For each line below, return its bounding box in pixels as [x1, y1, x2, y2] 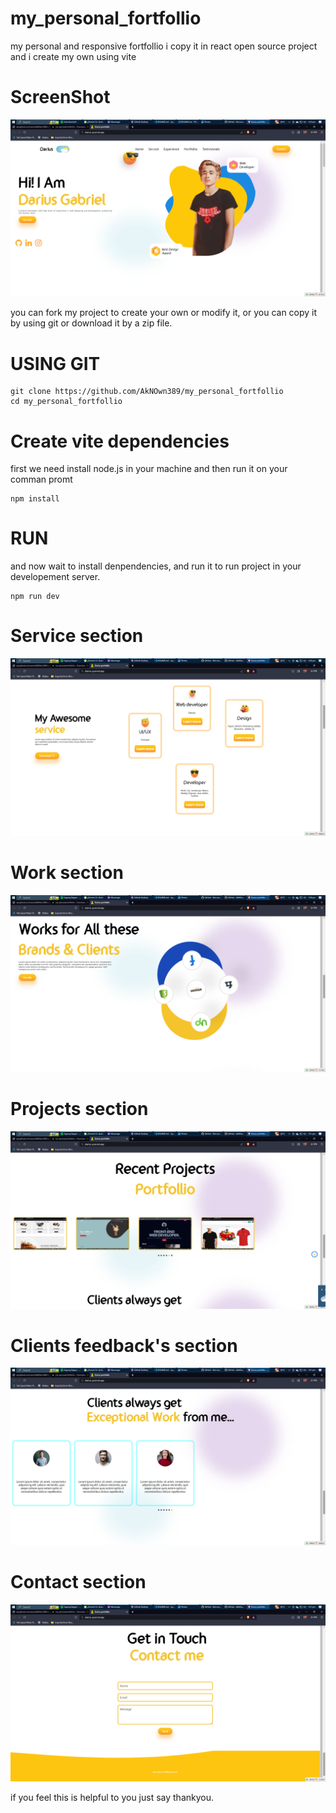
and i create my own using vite [10, 50, 137, 62]
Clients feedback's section [10, 1334, 238, 1357]
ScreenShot [10, 86, 111, 109]
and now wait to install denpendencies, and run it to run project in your [10, 560, 302, 572]
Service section [10, 625, 144, 647]
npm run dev [10, 592, 60, 602]
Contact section [10, 1571, 147, 1594]
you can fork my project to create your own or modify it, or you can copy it [10, 307, 318, 319]
